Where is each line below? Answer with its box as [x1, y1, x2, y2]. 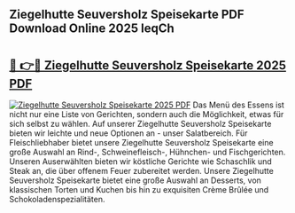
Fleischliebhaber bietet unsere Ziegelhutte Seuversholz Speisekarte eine [9, 138, 274, 147]
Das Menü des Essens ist [192, 99, 285, 110]
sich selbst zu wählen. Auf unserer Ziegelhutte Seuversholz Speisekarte [9, 119, 272, 129]
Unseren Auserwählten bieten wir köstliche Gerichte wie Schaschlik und [9, 156, 272, 167]
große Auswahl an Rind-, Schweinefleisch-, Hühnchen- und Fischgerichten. [9, 146, 286, 157]
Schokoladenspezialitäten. [9, 194, 105, 204]
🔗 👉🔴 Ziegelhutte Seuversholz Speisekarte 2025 [9, 58, 286, 73]
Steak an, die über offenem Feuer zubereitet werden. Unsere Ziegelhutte [9, 166, 275, 176]
